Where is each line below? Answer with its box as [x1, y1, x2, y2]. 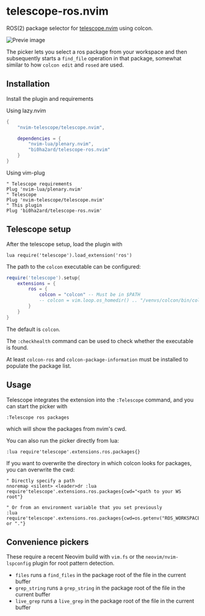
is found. [6, 344, 29, 351]
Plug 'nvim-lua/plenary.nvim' [6, 186, 84, 192]
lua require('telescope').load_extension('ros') [6, 252, 132, 258]
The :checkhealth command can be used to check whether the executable [6, 337, 194, 344]
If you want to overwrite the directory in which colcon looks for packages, [6, 459, 192, 466]
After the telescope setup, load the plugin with [6, 240, 123, 248]
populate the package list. [6, 362, 72, 369]
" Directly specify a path [6, 477, 75, 484]
